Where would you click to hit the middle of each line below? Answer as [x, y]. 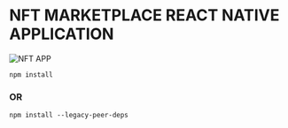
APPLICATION [62, 34]
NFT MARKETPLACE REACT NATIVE [144, 15]
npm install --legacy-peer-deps [69, 116]
